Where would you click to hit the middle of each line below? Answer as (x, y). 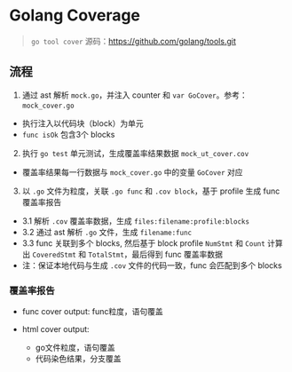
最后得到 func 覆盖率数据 (178, 254)
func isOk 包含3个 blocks (68, 134)
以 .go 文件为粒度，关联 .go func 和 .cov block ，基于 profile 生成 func (151, 191)
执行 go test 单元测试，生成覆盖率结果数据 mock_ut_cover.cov (135, 153)
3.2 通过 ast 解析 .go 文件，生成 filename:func (107, 232)
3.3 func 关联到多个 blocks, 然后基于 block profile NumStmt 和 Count (144, 243)
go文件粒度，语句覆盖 (75, 348)
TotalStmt (106, 255)
